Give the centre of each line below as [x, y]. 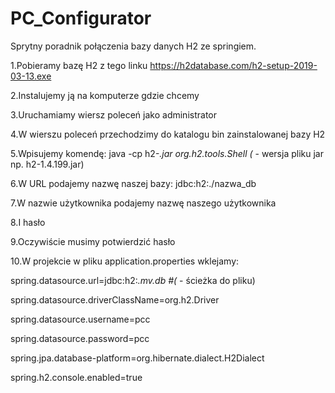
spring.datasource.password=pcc [80, 338]
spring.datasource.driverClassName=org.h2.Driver [115, 299]
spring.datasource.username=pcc [80, 319]
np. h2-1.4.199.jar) [47, 164]
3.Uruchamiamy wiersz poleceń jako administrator [113, 114]
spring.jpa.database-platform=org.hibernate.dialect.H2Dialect [137, 358]
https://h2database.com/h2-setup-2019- [233, 65]
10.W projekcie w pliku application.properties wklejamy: [125, 261]
